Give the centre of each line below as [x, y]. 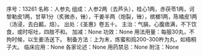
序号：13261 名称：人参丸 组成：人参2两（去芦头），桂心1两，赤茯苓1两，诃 [101, 9]
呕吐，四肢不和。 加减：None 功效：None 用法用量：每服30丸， [108, 32]
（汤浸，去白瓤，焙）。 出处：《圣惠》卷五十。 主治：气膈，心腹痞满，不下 [99, 24]
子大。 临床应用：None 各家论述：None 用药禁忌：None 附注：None [93, 47]
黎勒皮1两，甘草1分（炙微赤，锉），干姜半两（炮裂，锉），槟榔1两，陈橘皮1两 [102, 16]
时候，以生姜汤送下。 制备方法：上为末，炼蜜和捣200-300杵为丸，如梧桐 [104, 39]
